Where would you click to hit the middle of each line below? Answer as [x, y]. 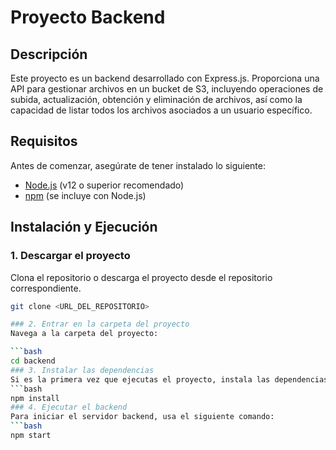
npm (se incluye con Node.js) [85, 195]
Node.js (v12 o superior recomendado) [104, 185]
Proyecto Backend [88, 17]
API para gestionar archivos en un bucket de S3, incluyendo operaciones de [167, 89]
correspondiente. [46, 288]
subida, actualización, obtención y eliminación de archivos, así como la [156, 99]
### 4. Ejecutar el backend [69, 407]
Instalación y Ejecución [84, 227]
